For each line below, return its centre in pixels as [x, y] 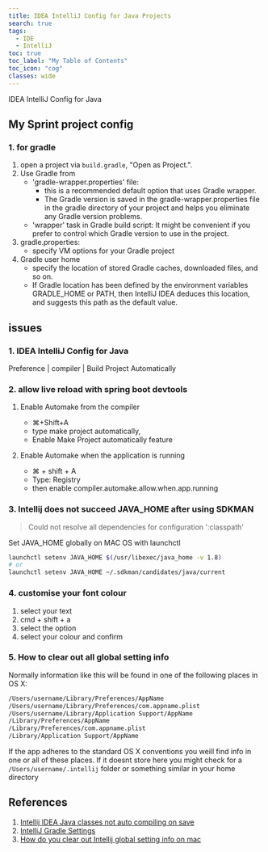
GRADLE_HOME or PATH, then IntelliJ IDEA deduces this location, [141, 294]
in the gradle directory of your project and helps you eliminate [147, 208]
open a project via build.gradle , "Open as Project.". [106, 165]
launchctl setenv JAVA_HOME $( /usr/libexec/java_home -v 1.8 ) [115, 557]
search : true [30, 23]
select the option [48, 628]
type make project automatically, [86, 431]
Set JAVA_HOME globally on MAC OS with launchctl [94, 542]
